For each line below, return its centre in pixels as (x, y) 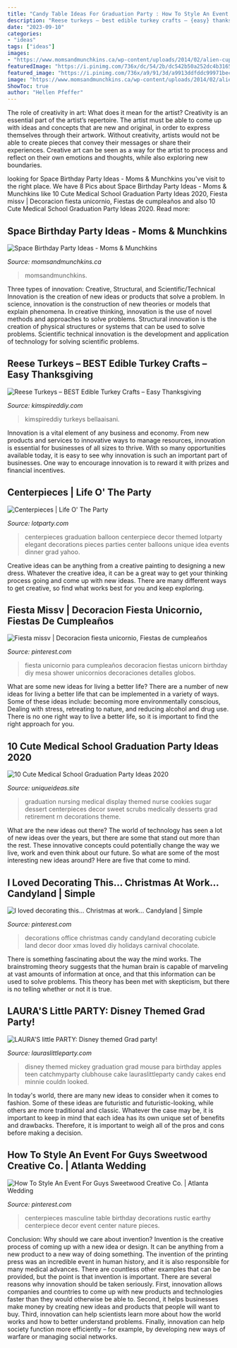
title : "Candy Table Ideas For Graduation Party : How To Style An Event (118, 14)
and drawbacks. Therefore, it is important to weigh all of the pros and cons (116, 1125)
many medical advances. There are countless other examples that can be (114, 1269)
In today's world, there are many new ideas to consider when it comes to (113, 1095)
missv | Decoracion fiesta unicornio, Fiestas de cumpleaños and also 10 (111, 201)
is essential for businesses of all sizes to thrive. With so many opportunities (117, 447)
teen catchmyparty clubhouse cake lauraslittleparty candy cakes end (125, 1074)
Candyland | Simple (51, 893)
